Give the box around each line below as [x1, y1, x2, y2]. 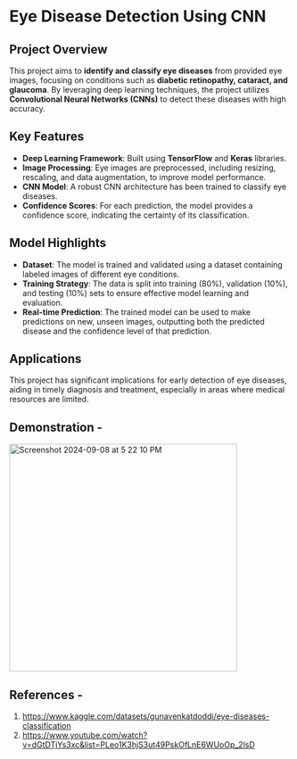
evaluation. [21, 297, 63, 308]
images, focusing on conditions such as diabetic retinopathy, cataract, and [9, 75, 288, 86]
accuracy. [9, 103, 46, 113]
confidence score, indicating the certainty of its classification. [21, 210, 250, 220]
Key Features [9, 129, 85, 144]
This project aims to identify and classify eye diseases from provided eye [9, 65, 283, 76]
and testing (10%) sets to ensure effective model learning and [21, 287, 250, 298]
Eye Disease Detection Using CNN [9, 6, 267, 27]
